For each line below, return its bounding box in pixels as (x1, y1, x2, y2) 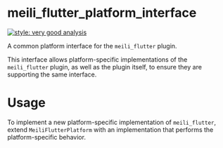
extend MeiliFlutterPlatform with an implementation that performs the (7, 125, 214, 134)
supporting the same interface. (7, 70, 97, 79)
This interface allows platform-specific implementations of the (7, 55, 188, 64)
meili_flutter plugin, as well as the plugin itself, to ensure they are (7, 62, 203, 71)
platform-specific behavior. (7, 133, 87, 141)
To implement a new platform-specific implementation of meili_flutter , (7, 118, 217, 126)
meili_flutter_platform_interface (7, 5, 197, 21)
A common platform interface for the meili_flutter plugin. (7, 41, 177, 50)
